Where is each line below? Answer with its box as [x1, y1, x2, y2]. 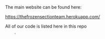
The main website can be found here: [5, 4, 82, 10]
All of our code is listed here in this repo [5, 23, 87, 29]
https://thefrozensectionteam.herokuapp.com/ [5, 14, 101, 19]
